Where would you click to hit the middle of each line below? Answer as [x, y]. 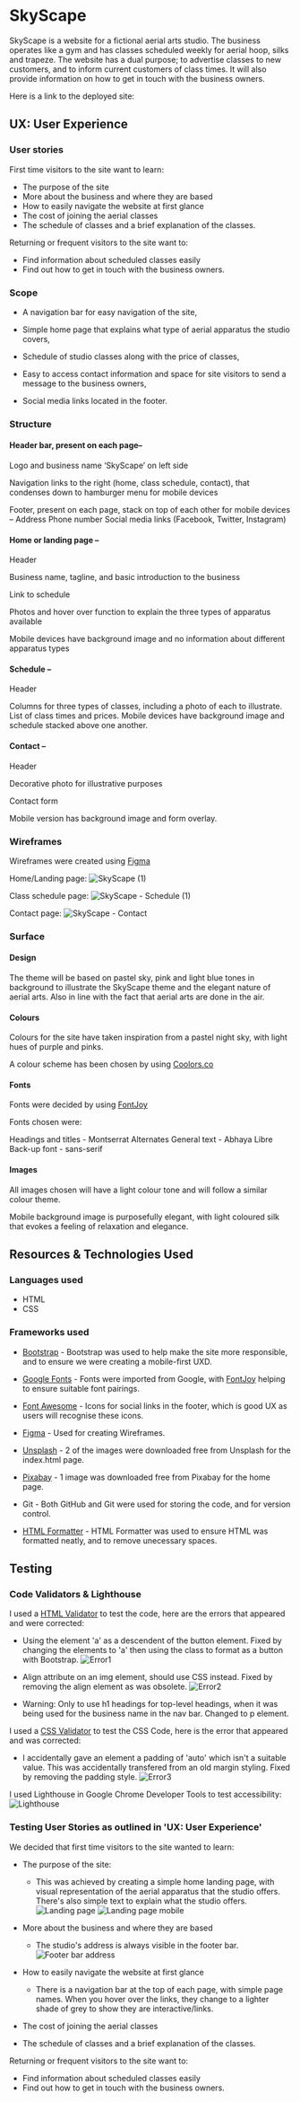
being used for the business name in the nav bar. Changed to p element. [155, 1714]
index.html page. [53, 1459]
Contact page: [36, 913]
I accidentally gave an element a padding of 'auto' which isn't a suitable [154, 1758]
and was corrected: [45, 1741]
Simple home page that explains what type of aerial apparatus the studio [156, 330]
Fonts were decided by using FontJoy [78, 1104]
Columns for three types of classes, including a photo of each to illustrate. [146, 707]
